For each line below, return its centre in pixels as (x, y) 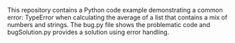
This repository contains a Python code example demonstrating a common (115, 10)
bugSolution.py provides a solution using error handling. (88, 32)
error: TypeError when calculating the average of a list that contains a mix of (117, 17)
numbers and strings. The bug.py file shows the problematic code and (109, 25)
